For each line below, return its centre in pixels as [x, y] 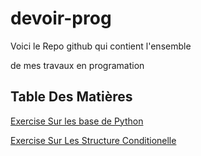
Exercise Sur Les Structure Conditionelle [93, 140]
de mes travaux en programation [77, 65]
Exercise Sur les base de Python [77, 121]
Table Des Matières [71, 97]
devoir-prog [61, 18]
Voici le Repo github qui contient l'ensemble [101, 46]
